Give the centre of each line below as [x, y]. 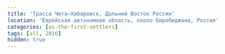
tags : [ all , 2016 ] [34, 33]
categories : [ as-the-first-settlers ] [63, 27]
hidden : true [26, 40]
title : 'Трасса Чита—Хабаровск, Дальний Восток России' [91, 14]
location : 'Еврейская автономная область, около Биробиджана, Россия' [113, 20]
